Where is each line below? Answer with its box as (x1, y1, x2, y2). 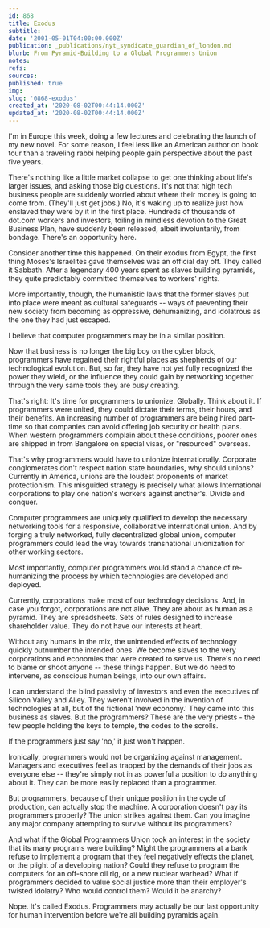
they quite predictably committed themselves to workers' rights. (8, 274, 220, 283)
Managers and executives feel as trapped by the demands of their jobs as (8, 760, 252, 770)
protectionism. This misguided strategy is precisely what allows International (8, 480, 262, 490)
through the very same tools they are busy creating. (8, 380, 180, 390)
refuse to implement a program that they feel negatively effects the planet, (8, 851, 255, 861)
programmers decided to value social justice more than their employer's (8, 877, 247, 887)
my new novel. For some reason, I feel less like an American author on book (8, 140, 259, 149)
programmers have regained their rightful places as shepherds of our (8, 355, 237, 364)
